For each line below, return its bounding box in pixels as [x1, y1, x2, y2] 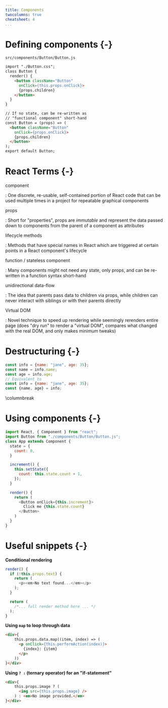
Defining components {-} [5, 38, 113, 50]
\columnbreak [5, 395, 34, 401]
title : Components [5, 7, 44, 13]
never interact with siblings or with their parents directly [5, 298, 121, 304]
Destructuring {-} [5, 346, 80, 357]
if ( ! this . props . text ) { [10, 571, 62, 576]
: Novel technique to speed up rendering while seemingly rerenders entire [5, 317, 159, 323]
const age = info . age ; [5, 371, 53, 377]
